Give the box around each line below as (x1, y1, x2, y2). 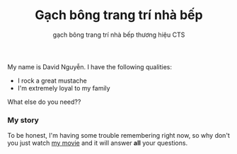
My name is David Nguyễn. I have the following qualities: (7, 62, 172, 71)
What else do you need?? (7, 97, 81, 106)
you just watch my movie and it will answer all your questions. (7, 138, 188, 148)
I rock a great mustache (17, 76, 87, 85)
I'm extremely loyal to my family (17, 83, 111, 92)
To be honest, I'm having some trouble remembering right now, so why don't (7, 131, 230, 140)
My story (7, 115, 39, 125)
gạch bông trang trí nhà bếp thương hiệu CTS (52, 30, 185, 39)
